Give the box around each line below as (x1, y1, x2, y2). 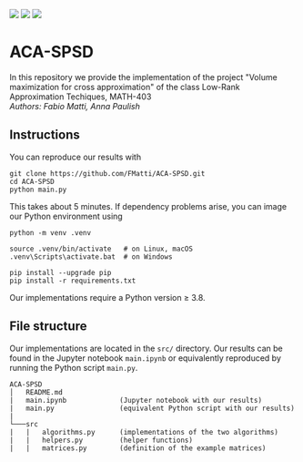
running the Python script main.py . (9, 362, 138, 373)
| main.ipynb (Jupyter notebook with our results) (9, 395, 262, 405)
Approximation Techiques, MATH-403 (9, 91, 152, 102)
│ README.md (9, 387, 64, 396)
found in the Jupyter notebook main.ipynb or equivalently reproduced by (9, 352, 282, 364)
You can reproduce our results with (9, 151, 142, 162)
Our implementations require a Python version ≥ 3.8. (9, 292, 207, 303)
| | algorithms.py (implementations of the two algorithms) (9, 427, 279, 436)
